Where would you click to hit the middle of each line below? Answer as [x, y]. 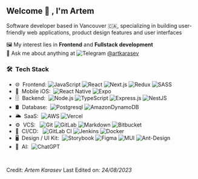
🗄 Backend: [30, 98]
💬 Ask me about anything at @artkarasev [73, 53]
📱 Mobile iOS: [33, 92]
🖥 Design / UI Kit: [37, 138]
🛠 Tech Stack [28, 69]
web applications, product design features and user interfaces [104, 32]
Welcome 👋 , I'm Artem [50, 11]
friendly [16, 32]
